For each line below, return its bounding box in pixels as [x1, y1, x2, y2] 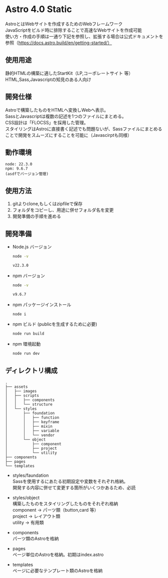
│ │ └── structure [5, 401, 53, 407]
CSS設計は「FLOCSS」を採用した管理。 [5, 119, 89, 125]
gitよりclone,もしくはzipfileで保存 [12, 201, 83, 207]
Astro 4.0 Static [5, 4, 72, 15]
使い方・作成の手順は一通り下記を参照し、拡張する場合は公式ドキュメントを [5, 33, 163, 39]
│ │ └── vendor [5, 433, 55, 438]
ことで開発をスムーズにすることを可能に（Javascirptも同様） [5, 132, 132, 138]
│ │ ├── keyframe [5, 419, 59, 425]
